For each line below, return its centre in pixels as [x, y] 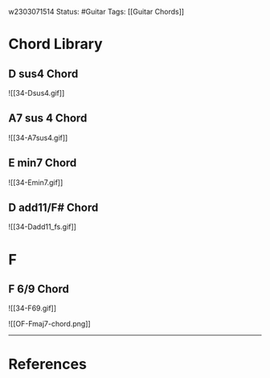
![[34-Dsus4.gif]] [37, 93]
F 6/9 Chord [39, 289]
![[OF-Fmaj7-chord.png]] [49, 324]
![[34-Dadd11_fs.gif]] [42, 227]
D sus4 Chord [43, 74]
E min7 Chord [43, 163]
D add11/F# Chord [53, 208]
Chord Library [55, 44]
